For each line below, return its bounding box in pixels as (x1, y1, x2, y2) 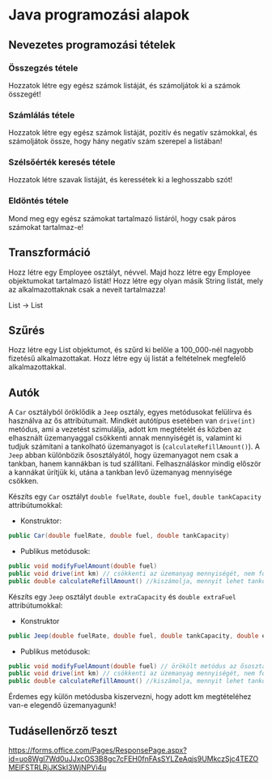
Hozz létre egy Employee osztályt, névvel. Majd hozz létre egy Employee (8, 267, 251, 277)
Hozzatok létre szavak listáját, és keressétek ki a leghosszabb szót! (8, 175, 233, 185)
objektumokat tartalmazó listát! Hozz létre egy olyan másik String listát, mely (8, 275, 264, 285)
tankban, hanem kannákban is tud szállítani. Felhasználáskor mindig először (8, 459, 261, 469)
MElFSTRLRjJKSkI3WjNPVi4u (8, 763, 107, 773)
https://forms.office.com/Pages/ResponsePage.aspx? (8, 745, 188, 755)
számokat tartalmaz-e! (8, 222, 84, 232)
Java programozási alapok (8, 6, 190, 24)
